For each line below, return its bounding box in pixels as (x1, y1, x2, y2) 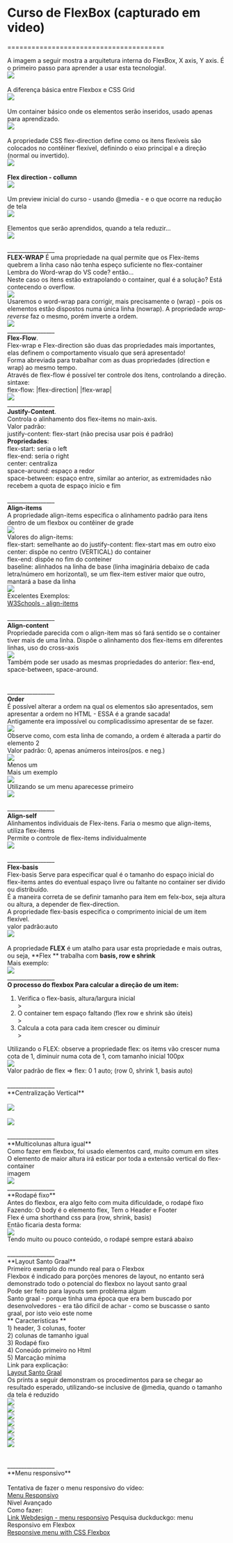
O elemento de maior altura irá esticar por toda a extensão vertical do (7, 1154, 207, 1162)
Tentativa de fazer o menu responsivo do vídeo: (7, 1483, 144, 1492)
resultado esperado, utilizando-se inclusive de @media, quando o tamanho (7, 1383, 223, 1391)
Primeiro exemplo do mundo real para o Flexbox (7, 1264, 145, 1273)
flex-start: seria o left (7, 444, 67, 452)
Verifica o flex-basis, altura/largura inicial (17, 994, 136, 1002)
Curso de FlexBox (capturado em (7, 5, 201, 21)
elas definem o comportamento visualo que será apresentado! (7, 348, 186, 357)
